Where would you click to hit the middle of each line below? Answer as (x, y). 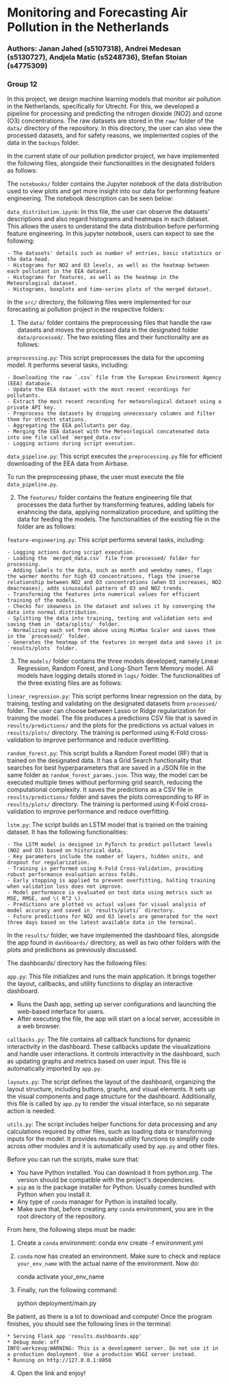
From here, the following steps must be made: (72, 1230)
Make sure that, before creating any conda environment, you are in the (115, 1209)
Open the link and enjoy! (51, 1373)
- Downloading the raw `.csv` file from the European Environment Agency (114, 378)
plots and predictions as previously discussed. (72, 950)
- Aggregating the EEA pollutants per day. (70, 426)
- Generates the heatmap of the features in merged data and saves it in (114, 642)
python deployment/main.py (57, 1303)
